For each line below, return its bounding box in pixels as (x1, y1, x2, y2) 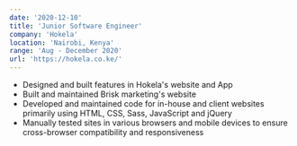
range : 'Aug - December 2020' (9, 47, 123, 56)
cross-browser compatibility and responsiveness (22, 127, 204, 137)
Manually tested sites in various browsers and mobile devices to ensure (22, 117, 288, 128)
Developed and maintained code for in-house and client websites (22, 99, 265, 108)
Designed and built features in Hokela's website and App (22, 80, 234, 90)
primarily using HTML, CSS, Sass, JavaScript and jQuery (22, 108, 232, 118)
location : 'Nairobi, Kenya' (9, 38, 115, 47)
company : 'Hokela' (9, 30, 78, 39)
